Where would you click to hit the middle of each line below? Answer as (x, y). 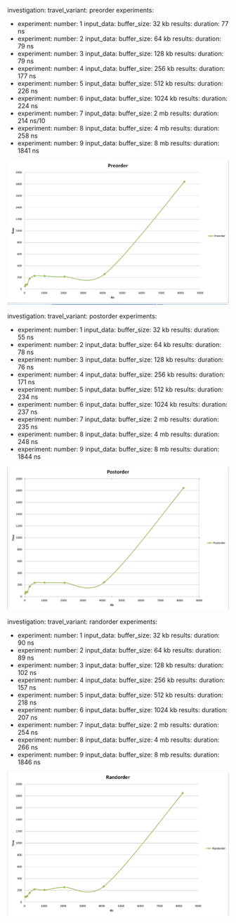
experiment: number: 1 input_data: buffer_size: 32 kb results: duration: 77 (123, 24)
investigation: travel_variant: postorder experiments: (82, 316)
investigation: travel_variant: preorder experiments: (81, 10)
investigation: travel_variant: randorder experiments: (83, 622)
